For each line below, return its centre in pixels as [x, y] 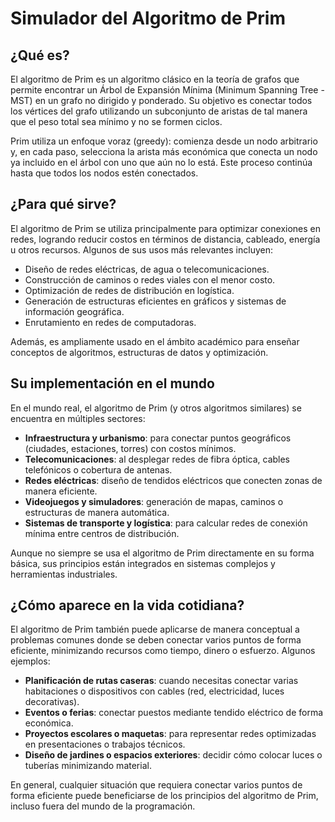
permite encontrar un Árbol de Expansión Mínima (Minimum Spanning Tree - [167, 90]
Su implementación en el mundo [112, 383]
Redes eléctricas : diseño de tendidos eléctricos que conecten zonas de [173, 480]
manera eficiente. [61, 491]
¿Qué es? [40, 55]
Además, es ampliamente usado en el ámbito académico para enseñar [155, 341]
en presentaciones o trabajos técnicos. [105, 744]
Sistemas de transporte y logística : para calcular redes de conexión [166, 523]
